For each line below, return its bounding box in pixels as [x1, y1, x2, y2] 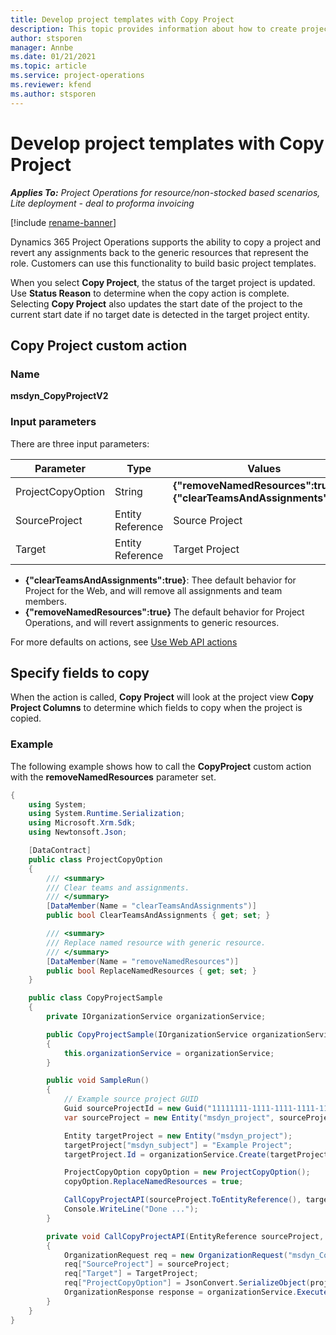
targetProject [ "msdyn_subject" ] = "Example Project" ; [63, 1140, 293, 1150]
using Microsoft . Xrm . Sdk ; [28, 818, 137, 828]
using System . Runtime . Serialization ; [28, 809, 186, 819]
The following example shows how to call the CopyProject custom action [10, 760, 312, 772]
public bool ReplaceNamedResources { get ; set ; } [46, 966, 257, 976]
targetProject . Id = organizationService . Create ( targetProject [63, 1149, 329, 1160]
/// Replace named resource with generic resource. [46, 937, 267, 948]
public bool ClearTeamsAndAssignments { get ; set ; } [46, 911, 271, 921]
